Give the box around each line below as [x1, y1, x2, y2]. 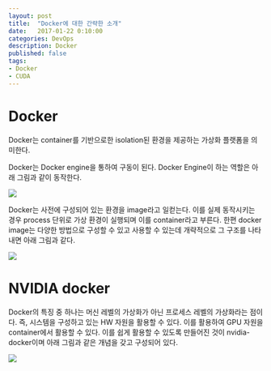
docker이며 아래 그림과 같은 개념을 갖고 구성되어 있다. [8, 337, 178, 347]
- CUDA [8, 72, 31, 80]
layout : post [8, 11, 53, 20]
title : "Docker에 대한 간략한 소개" [8, 19, 122, 28]
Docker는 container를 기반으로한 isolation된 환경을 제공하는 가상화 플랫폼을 [8, 134, 249, 144]
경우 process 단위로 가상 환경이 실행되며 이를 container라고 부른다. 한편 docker [8, 215, 262, 224]
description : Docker [8, 42, 78, 50]
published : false [8, 49, 67, 58]
